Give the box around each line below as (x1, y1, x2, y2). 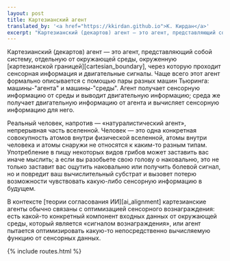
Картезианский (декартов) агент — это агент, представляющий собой (7, 48, 212, 56)
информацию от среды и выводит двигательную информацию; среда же (7, 92, 220, 100)
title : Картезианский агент (7, 16, 88, 23)
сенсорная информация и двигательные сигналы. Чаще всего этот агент (7, 70, 220, 78)
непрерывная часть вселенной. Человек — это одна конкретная (7, 126, 197, 135)
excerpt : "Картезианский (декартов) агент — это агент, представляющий (7, 29, 216, 36)
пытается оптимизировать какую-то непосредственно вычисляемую (7, 227, 211, 235)
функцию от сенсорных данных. (7, 234, 101, 243)
